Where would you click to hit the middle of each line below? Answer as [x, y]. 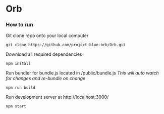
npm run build [21, 88]
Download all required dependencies [44, 54]
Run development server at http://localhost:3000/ [57, 97]
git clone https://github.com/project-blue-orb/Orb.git [66, 45]
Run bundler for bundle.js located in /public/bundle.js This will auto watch [82, 73]
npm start [16, 106]
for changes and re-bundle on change [46, 79]
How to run [19, 25]
